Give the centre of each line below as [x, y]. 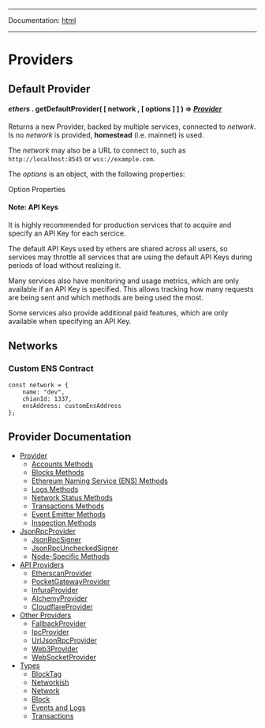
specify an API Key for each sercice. [67, 233]
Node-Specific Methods [71, 556]
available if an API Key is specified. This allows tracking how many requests [131, 289]
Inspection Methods [64, 523]
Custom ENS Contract [51, 368]
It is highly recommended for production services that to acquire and [120, 224]
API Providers [42, 565]
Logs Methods [55, 489]
